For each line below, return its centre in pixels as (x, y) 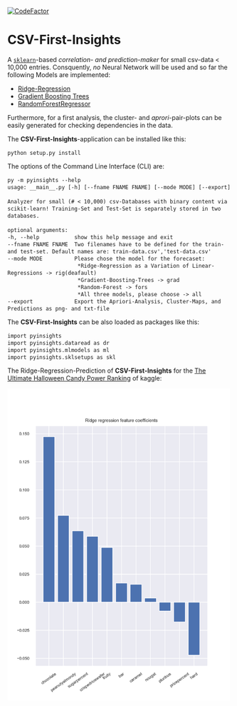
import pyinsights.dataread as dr (59, 343)
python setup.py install (44, 153)
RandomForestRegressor (54, 104)
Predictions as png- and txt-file (59, 308)
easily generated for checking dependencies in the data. (90, 125)
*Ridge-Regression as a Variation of (133, 266)
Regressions (25, 273)
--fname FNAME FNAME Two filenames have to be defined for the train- (116, 244)
